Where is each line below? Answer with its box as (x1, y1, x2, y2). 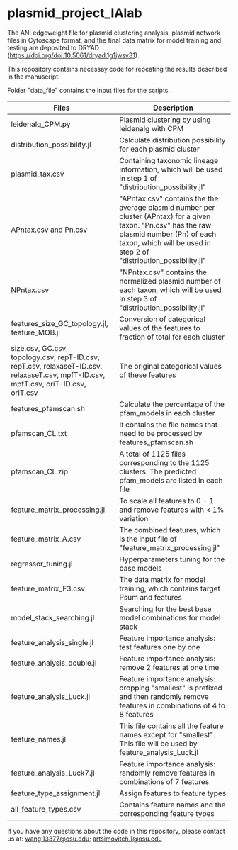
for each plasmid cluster (119, 144, 200, 154)
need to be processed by (119, 428, 203, 438)
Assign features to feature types (119, 788, 227, 798)
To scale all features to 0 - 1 (119, 496, 215, 505)
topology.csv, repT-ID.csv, (11, 352, 100, 362)
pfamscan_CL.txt (11, 428, 67, 438)
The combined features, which (119, 525, 221, 535)
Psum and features (119, 592, 182, 602)
